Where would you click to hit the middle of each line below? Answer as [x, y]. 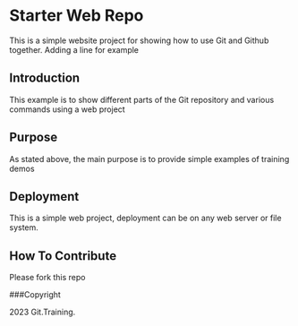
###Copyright [35, 295]
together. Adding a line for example [74, 49]
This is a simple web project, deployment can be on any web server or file [145, 218]
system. [24, 227]
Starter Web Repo [77, 16]
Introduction [45, 78]
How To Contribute [63, 256]
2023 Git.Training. [43, 312]
